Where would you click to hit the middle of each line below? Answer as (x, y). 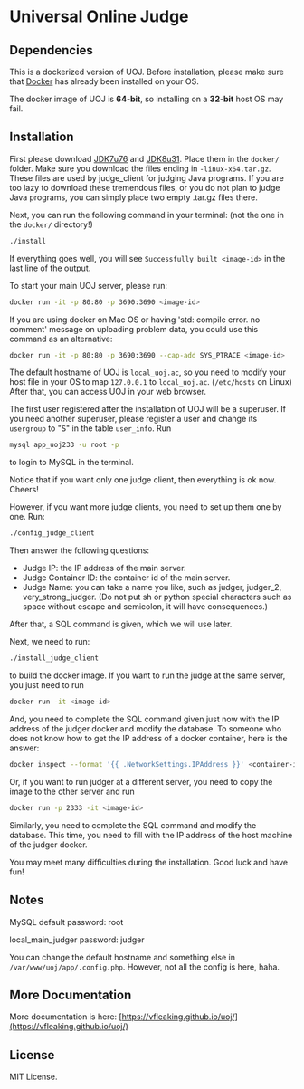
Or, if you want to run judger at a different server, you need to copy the (141, 781)
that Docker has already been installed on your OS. (104, 81)
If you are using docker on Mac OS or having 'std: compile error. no (135, 320)
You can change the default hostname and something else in (122, 957)
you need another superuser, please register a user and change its (133, 419)
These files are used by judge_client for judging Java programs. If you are (147, 177)
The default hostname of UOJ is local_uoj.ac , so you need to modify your (148, 372)
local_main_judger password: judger (77, 940)
